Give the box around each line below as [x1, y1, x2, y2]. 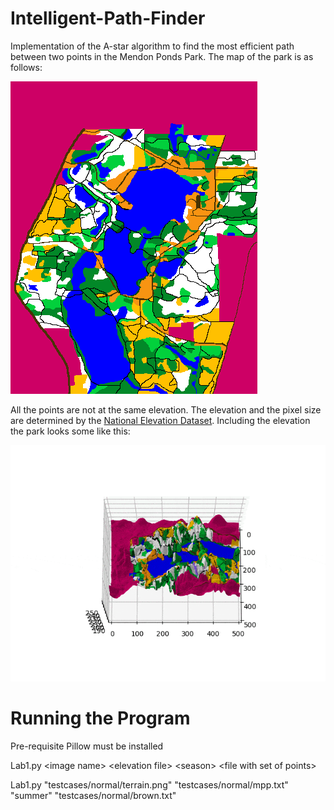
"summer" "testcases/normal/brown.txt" [10, 789, 177, 801]
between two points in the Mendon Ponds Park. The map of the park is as [10, 50, 314, 62]
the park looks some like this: [10, 425, 131, 437]
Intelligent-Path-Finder [10, 7, 206, 30]
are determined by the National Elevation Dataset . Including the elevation [10, 414, 311, 426]
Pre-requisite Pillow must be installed [10, 740, 164, 752]
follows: [10, 61, 43, 73]
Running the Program [10, 707, 191, 730]
